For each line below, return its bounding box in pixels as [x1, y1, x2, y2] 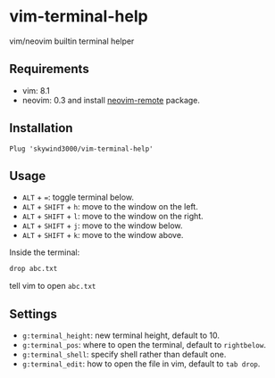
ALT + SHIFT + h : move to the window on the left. [21, 201, 198, 212]
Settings [9, 306, 58, 322]
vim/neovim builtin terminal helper [9, 36, 135, 46]
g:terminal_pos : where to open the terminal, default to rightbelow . [21, 340, 266, 350]
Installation [9, 120, 73, 136]
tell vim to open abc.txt [9, 281, 96, 292]
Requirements [9, 62, 89, 77]
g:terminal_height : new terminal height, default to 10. [21, 330, 221, 341]
